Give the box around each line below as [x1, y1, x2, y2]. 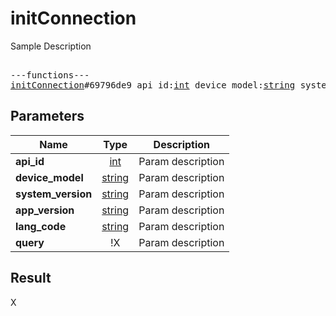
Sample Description [10, 40, 92, 52]
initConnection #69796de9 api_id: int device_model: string [10, 79, 296, 91]
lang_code [15, 219, 67, 233]
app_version [15, 203, 75, 217]
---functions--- [10, 69, 90, 81]
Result [10, 270, 52, 287]
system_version [15, 187, 93, 201]
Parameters [10, 108, 85, 125]
